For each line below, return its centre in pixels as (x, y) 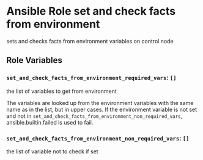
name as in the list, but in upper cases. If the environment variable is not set (102, 109)
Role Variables (34, 60)
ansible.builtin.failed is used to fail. (50, 122)
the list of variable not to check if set (53, 151)
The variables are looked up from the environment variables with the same (100, 103)
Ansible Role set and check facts (91, 11)
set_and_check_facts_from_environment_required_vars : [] (91, 78)
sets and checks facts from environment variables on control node (90, 41)
